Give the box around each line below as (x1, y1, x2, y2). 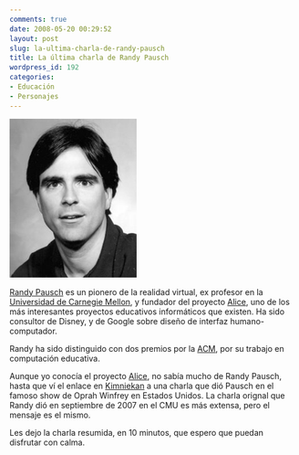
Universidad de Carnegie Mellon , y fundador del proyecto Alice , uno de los (9, 296, 290, 307)
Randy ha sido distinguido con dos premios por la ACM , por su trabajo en (9, 343, 284, 354)
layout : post (9, 34, 59, 43)
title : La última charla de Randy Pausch (9, 53, 170, 63)
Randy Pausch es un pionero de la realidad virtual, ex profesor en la (9, 286, 263, 297)
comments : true (9, 15, 67, 24)
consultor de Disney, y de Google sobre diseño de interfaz (9, 315, 229, 326)
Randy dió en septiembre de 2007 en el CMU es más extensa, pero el (9, 399, 271, 410)
